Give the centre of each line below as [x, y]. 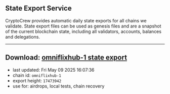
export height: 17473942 [37, 80]
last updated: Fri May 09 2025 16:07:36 [53, 70]
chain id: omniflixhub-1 [37, 75]
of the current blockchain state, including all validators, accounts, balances [83, 31]
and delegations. [23, 37]
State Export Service [38, 8]
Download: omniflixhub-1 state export [66, 58]
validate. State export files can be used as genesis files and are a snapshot [83, 26]
